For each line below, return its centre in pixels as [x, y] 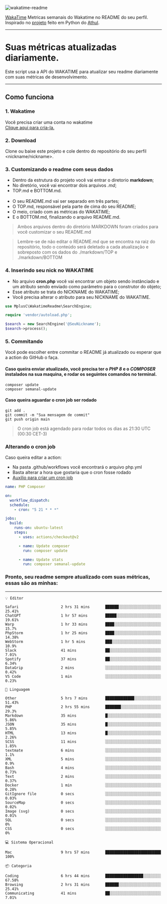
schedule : [20, 505]
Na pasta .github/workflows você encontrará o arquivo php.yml [77, 467]
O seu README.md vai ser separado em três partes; [66, 201]
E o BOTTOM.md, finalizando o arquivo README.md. [66, 217]
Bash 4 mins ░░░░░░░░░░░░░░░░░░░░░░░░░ [83, 768]
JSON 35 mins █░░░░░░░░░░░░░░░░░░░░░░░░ [83, 724]
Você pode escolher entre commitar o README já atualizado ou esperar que [83, 352]
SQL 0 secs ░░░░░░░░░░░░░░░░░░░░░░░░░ [83, 820]
